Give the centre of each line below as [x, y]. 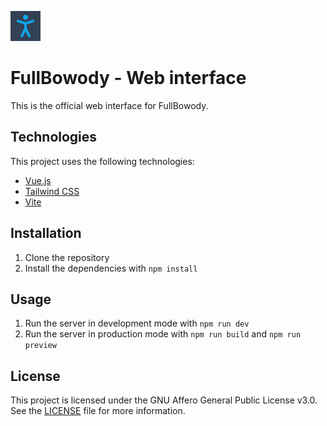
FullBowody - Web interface [128, 78]
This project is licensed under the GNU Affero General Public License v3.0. [164, 400]
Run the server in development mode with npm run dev [137, 323]
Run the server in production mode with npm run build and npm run [163, 334]
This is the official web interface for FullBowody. [109, 105]
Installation [46, 233]
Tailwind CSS [52, 191]
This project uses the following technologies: [102, 161]
